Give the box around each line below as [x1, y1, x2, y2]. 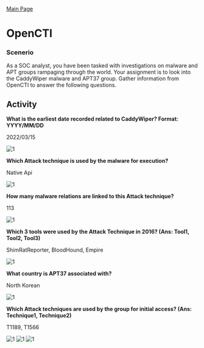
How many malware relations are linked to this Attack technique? [6, 193, 174, 200]
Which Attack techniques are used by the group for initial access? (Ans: [6, 305, 192, 313]
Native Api [6, 169, 32, 176]
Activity [6, 99, 38, 109]
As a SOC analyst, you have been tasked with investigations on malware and [6, 62, 198, 69]
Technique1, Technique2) [6, 312, 72, 319]
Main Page [6, 5, 33, 12]
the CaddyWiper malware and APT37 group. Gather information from [6, 75, 180, 82]
